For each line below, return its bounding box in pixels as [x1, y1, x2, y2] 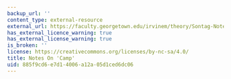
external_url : [7, 23, 48, 30]
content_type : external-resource [7, 16, 103, 23]
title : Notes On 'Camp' [7, 55, 76, 62]
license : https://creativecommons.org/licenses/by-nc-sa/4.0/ [7, 49, 189, 56]
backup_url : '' [7, 10, 51, 17]
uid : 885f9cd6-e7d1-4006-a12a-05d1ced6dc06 [7, 61, 134, 68]
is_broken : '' [7, 42, 48, 49]
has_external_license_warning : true [7, 36, 112, 43]
